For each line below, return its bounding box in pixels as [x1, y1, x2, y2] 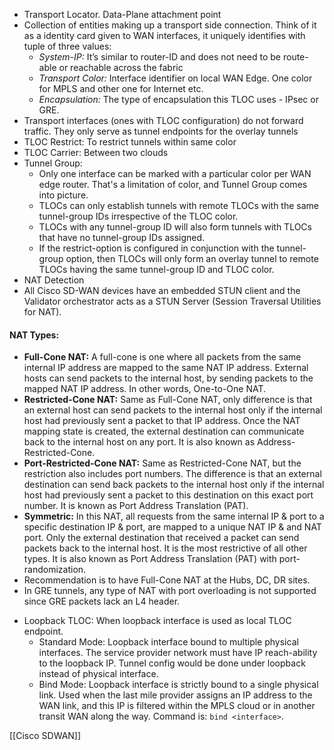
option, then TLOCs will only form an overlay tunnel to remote [65, 253, 319, 264]
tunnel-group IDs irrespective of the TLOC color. [38, 210, 239, 222]
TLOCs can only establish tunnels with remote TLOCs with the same [38, 200, 319, 211]
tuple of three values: [23, 40, 112, 52]
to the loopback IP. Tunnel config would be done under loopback [38, 657, 306, 669]
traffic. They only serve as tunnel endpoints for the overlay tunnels [23, 125, 299, 137]
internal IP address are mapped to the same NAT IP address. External [23, 362, 309, 374]
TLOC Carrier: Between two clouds [23, 147, 169, 158]
